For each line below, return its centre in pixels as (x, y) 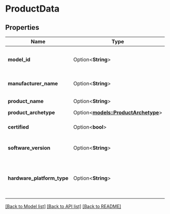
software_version (29, 148)
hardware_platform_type (38, 178)
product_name (26, 101)
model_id (19, 60)
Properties (22, 28)
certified (18, 127)
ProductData (32, 9)
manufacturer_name (33, 84)
